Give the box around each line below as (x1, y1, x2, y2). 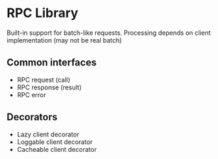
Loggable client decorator (16, 137, 93, 146)
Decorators (6, 111, 58, 124)
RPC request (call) (16, 75, 70, 84)
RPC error (16, 90, 47, 99)
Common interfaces (6, 57, 97, 69)
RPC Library (6, 5, 79, 21)
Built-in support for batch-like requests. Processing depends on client (6, 28, 211, 37)
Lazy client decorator (16, 130, 80, 138)
